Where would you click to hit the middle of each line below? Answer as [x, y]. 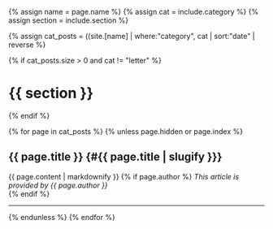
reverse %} [27, 45]
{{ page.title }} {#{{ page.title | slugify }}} [115, 157]
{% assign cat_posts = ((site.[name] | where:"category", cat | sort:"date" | [132, 36]
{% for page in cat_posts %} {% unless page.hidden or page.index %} [126, 131]
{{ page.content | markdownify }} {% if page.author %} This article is [124, 176]
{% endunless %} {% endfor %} [62, 217]
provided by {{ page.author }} [58, 185]
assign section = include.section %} [69, 20]
